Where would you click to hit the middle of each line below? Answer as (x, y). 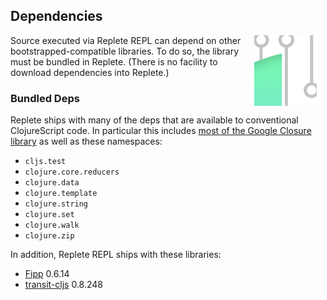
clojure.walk (52, 225)
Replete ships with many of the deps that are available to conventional (154, 120)
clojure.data (52, 183)
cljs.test (45, 162)
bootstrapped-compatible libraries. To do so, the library (125, 51)
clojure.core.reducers (72, 172)
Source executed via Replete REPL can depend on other (126, 40)
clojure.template (61, 194)
